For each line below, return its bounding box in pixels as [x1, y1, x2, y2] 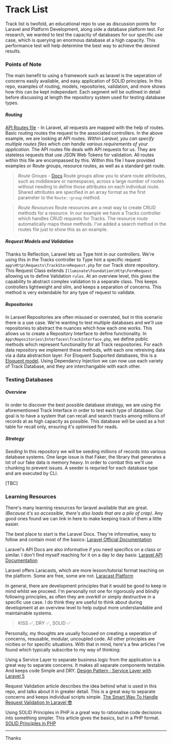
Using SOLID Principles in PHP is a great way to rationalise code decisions [5, 710, 162, 716]
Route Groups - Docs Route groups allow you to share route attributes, [17, 173, 167, 179]
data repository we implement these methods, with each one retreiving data [5, 347, 165, 353]
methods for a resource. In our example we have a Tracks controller [17, 210, 161, 216]
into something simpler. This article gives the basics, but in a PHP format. [5, 715, 160, 721]
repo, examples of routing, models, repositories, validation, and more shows [5, 83, 166, 89]
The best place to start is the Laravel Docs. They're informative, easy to [5, 531, 156, 537]
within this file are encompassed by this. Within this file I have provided [5, 157, 155, 163]
